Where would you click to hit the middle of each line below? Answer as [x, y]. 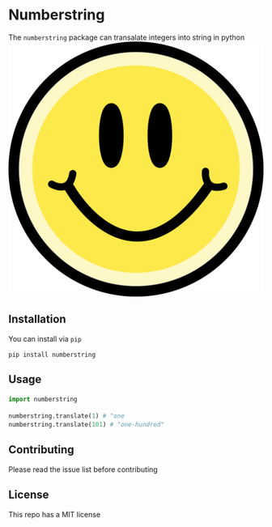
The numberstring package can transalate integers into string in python [127, 37]
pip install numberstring [52, 355]
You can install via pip [45, 338]
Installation [37, 319]
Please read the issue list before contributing [83, 469]
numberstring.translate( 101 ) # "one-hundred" [86, 425]
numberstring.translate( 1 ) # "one [67, 416]
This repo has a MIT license [55, 514]
